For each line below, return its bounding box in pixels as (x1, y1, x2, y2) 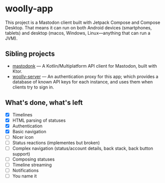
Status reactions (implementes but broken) (12, 140, 100, 146)
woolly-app (5, 3, 53, 14)
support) (12, 151, 31, 157)
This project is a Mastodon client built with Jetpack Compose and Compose (5, 19, 161, 25)
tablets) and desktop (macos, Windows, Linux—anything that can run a (5, 30, 151, 36)
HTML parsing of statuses (12, 117, 66, 123)
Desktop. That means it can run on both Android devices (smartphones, (5, 24, 152, 30)
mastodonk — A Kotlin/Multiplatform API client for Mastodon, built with (12, 63, 158, 69)
